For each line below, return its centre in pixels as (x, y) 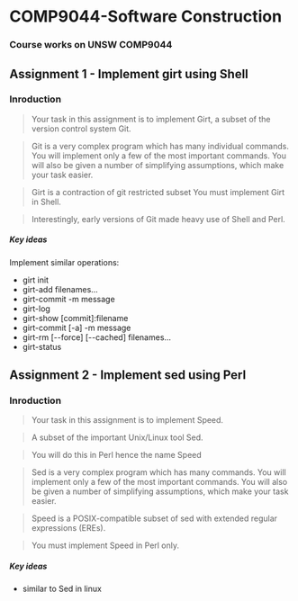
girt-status (42, 346)
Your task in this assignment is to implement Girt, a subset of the (151, 119)
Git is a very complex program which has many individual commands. (160, 146)
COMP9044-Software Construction (145, 17)
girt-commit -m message (68, 299)
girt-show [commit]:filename (75, 318)
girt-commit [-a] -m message (77, 327)
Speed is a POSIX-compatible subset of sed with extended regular (154, 518)
